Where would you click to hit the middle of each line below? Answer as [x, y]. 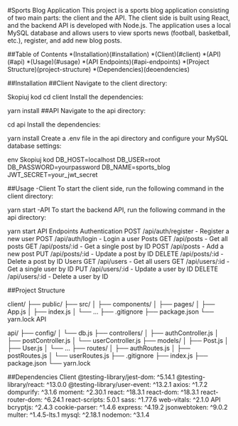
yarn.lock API [27, 319]
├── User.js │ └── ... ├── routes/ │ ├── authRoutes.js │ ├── [99, 348]
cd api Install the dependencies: [54, 124]
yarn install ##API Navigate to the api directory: [77, 111]
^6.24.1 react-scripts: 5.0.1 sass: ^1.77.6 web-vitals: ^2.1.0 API [132, 400]
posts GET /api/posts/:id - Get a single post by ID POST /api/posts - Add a [115, 246]
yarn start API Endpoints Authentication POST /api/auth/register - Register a [118, 231]
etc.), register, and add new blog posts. [65, 41]
